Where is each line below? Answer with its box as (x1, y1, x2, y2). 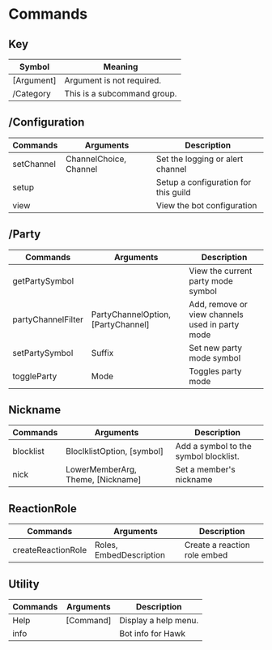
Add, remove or (189, 298, 249, 310)
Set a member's (175, 464, 236, 475)
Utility (8, 577, 40, 591)
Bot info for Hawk (119, 628, 186, 639)
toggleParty (12, 370, 57, 382)
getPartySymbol (12, 275, 74, 286)
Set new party (189, 342, 243, 353)
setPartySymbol (12, 347, 74, 358)
